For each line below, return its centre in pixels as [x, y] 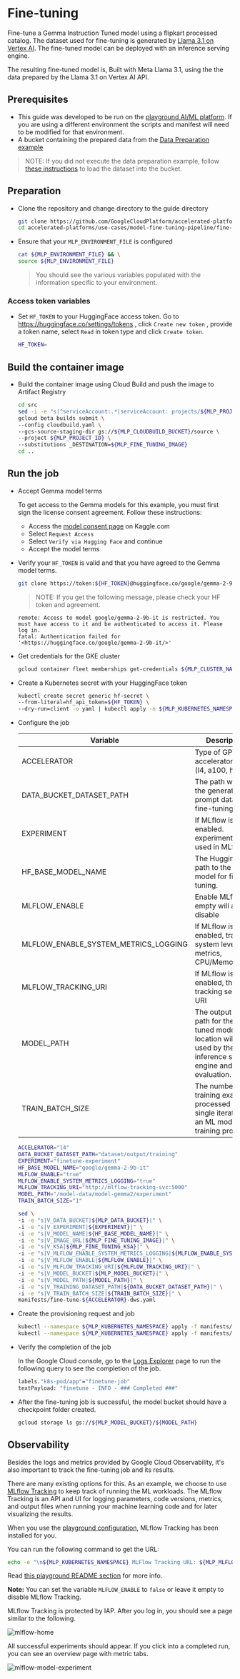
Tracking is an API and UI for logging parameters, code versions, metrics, [115, 1498]
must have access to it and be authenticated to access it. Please [120, 624]
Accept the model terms [64, 548]
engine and [214, 1066]
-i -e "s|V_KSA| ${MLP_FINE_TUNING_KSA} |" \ [84, 1247]
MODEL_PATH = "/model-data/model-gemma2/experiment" [95, 1194]
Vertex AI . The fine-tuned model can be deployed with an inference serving [119, 48]
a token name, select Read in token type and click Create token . [111, 332]
